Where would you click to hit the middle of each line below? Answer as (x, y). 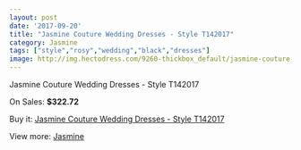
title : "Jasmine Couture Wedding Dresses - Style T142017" (122, 34)
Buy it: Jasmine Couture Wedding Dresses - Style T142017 (117, 119)
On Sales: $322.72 (44, 102)
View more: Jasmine (47, 136)
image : (21, 59)
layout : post (34, 17)
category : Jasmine (43, 42)
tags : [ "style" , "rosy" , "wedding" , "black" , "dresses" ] (110, 51)
